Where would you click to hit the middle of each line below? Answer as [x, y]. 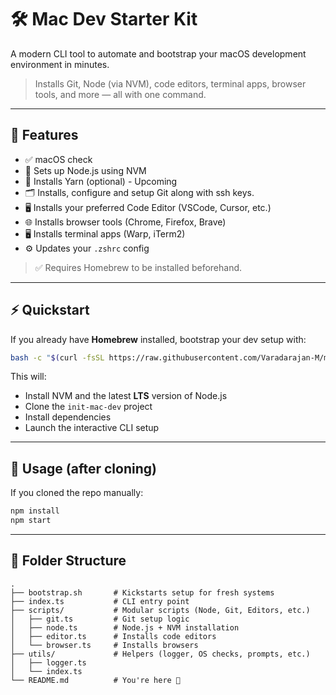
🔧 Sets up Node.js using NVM [85, 170]
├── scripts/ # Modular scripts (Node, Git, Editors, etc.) [160, 610]
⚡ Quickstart [50, 310]
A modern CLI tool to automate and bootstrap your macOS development [158, 53]
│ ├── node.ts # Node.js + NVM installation [125, 627]
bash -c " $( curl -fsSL [57, 357]
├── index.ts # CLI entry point [100, 601]
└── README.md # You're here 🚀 [96, 680]
